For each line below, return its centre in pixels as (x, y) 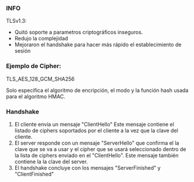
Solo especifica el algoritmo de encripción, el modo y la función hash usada (97, 90)
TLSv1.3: (16, 21)
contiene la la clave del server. (51, 162)
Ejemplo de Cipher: (34, 66)
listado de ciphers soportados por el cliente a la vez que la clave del (96, 131)
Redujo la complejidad (41, 39)
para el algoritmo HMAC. (36, 96)
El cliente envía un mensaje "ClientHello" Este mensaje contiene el (94, 124)
